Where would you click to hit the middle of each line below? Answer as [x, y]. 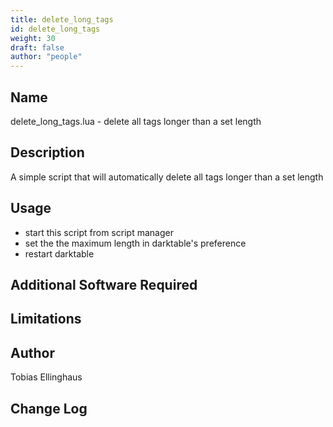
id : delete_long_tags [55, 29]
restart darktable [59, 253]
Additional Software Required [104, 284]
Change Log [49, 408]
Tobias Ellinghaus [46, 377]
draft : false [37, 47]
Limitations [46, 319]
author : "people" [46, 57]
